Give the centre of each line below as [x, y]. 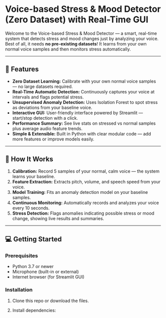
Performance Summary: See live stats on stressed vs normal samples [84, 123]
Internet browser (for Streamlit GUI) [48, 277]
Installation [19, 290]
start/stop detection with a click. [45, 118]
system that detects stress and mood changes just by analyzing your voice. [82, 39]
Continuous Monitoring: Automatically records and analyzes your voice [85, 203]
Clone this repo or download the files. [50, 301]
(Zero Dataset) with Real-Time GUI [77, 20]
